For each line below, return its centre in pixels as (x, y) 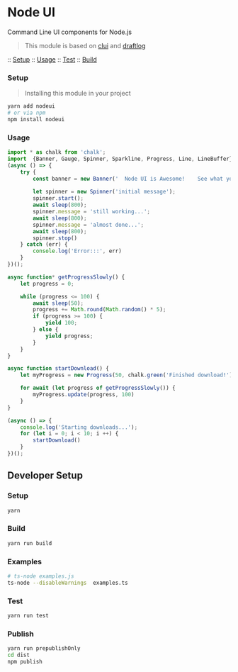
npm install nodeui (36, 119)
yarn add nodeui (31, 106)
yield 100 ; (61, 323)
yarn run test (28, 615)
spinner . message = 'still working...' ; (92, 212)
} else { (46, 330)
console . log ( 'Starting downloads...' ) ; (79, 427)
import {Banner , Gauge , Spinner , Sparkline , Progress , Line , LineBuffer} (120, 159)
